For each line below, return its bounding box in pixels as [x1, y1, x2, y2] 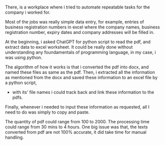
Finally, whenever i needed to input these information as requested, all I [5, 104, 150, 110]
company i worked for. [5, 9, 51, 15]
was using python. [5, 55, 43, 60]
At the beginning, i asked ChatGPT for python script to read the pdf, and [5, 39, 151, 45]
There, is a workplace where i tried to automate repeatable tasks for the [5, 4, 150, 10]
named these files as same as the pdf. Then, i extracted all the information [5, 69, 155, 75]
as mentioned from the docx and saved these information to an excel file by [5, 75, 158, 80]
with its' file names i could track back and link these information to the [12, 89, 154, 95]
